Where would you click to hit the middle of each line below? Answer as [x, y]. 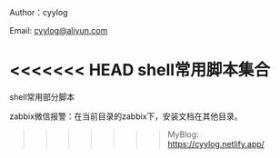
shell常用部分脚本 [42, 96]
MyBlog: [183, 134]
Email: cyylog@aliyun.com [59, 30]
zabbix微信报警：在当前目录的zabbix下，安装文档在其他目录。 [126, 116]
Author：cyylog [39, 12]
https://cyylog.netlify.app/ [216, 143]
